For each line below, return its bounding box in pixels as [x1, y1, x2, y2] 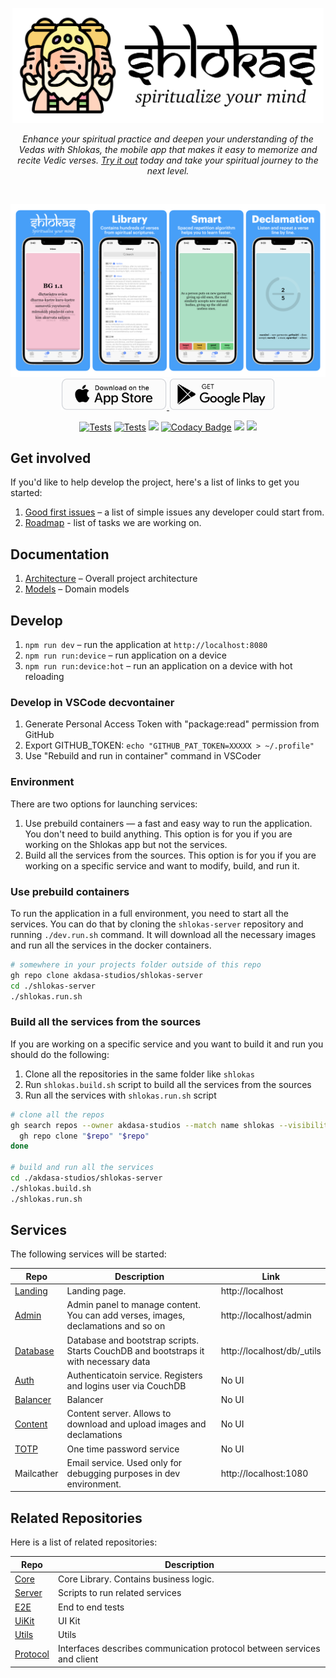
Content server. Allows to [66, 1408, 172, 1420]
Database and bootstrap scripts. [66, 1334, 199, 1346]
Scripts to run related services [58, 1587, 182, 1599]
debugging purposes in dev [66, 1467, 181, 1479]
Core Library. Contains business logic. [58, 1573, 215, 1585]
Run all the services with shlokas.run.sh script [24, 1089, 217, 1101]
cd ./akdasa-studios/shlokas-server [10, 1173, 163, 1183]
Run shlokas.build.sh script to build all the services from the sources [24, 1078, 312, 1090]
